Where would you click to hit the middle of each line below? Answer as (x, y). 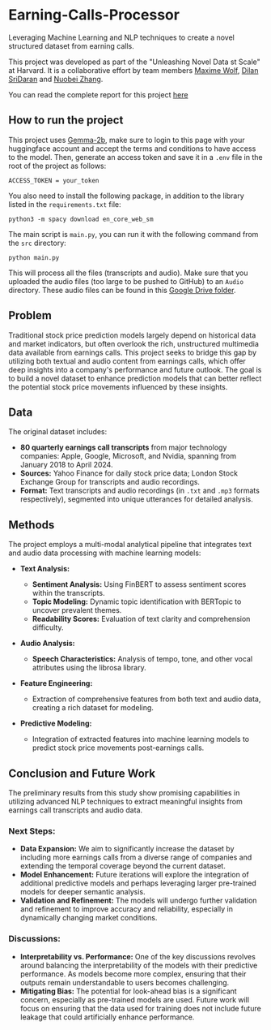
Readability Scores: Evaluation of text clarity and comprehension (141, 619)
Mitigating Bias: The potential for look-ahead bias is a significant (128, 991)
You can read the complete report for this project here (98, 94)
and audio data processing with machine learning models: (105, 553)
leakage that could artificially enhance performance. (107, 1017)
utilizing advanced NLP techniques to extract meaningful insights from (125, 802)
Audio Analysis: (47, 644)
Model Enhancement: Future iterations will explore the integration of (134, 875)
